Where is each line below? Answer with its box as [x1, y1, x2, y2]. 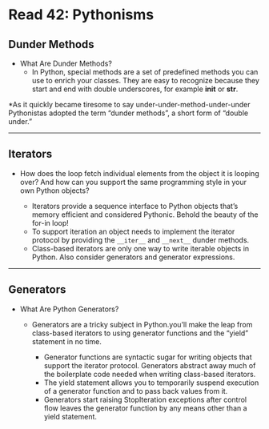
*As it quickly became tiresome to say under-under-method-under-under [8, 100, 251, 109]
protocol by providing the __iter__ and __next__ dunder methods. [31, 235, 250, 245]
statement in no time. [31, 336, 102, 346]
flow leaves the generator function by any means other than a [43, 403, 247, 413]
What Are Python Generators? [19, 304, 119, 314]
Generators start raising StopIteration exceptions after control [43, 395, 247, 404]
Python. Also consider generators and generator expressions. [31, 252, 235, 262]
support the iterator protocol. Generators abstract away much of [43, 360, 256, 370]
